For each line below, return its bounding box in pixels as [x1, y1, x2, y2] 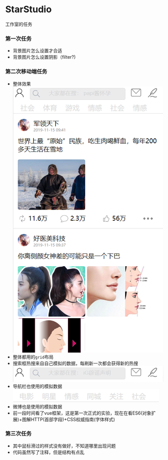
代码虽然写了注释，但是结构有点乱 [12, 449, 85, 455]
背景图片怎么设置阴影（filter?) [12, 54, 76, 60]
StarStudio [5, 4, 52, 15]
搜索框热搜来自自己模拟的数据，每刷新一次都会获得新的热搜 [12, 360, 138, 366]
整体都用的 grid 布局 [12, 353, 54, 360]
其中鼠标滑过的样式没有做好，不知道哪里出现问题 [12, 443, 116, 449]
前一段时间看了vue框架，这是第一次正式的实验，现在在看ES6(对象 [12, 410, 152, 416]
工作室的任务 [5, 21, 32, 27]
